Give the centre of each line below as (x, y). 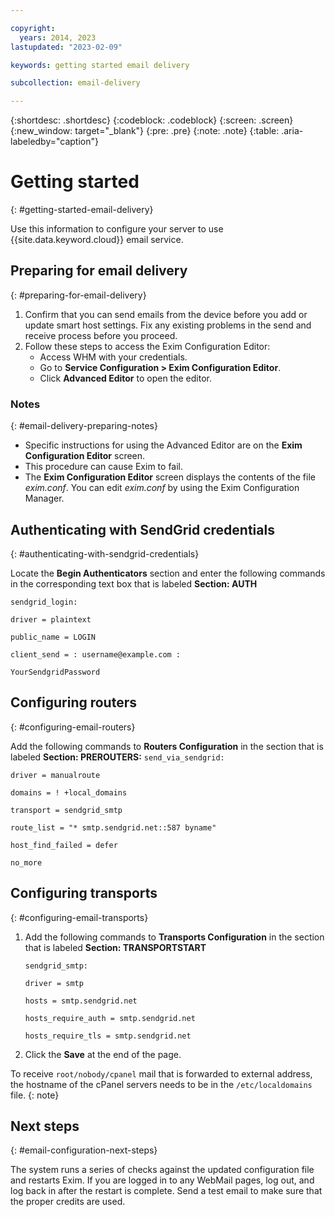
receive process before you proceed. (101, 335)
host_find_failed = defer (64, 845)
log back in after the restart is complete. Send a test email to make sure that (166, 1191)
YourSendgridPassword (55, 672)
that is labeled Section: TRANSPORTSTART (115, 947)
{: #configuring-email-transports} (79, 917)
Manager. (44, 498)
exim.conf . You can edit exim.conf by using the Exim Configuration (162, 488)
